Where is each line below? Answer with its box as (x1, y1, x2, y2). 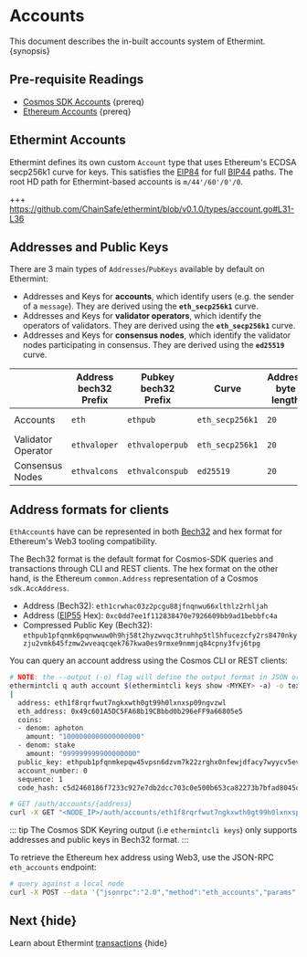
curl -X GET (9, 808, 55, 817)
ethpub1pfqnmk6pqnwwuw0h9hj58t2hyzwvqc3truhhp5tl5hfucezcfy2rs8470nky (22, 631, 298, 640)
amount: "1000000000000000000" (26, 732, 145, 741)
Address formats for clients (9, 501, 169, 517)
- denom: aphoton (17, 723, 84, 733)
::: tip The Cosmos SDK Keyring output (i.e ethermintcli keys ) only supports (9, 825, 298, 836)
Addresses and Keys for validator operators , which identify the (22, 310, 262, 321)
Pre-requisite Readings (9, 72, 144, 88)
